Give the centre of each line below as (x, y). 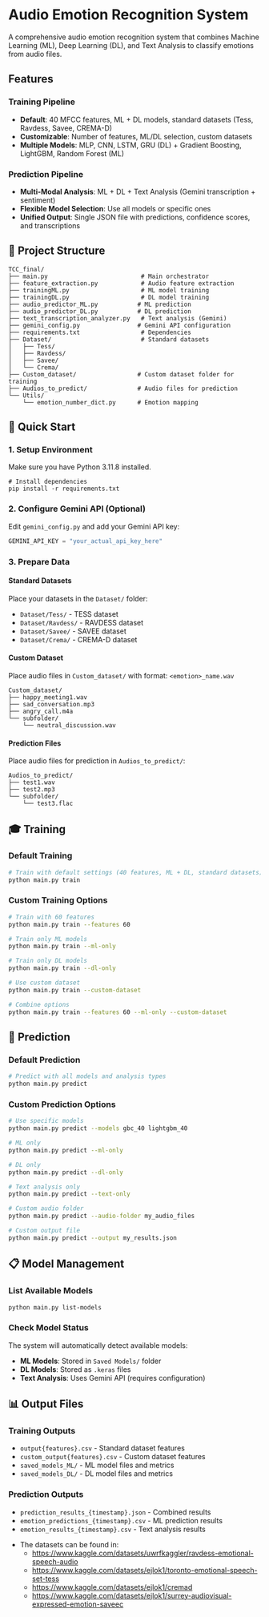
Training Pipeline (42, 102)
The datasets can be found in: (69, 1544)
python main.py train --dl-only (62, 968)
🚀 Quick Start (42, 427)
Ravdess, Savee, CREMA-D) (66, 128)
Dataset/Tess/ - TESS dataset (69, 613)
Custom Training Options (58, 900)
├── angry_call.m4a (41, 711)
